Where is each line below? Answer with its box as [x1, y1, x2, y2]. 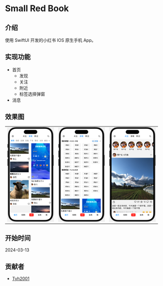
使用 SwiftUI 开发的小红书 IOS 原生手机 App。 [5, 37, 96, 43]
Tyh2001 [12, 276, 30, 282]
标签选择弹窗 [19, 91, 45, 97]
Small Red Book [5, 3, 69, 14]
